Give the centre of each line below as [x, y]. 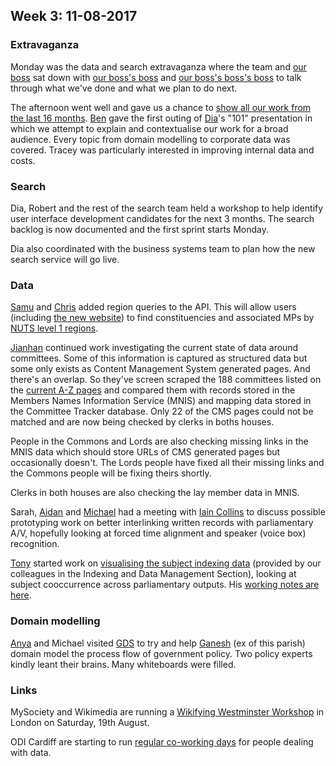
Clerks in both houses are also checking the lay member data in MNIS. [155, 493]
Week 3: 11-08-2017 [74, 16]
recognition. [35, 544]
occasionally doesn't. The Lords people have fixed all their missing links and [167, 463]
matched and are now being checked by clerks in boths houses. [142, 422]
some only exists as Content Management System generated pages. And [160, 369]
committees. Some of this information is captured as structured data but [159, 358]
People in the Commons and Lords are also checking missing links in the [159, 441]
